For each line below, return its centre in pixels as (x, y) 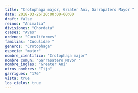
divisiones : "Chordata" (30, 28)
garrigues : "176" (23, 74)
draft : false (19, 19)
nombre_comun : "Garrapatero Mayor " (43, 60)
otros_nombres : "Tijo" (29, 69)
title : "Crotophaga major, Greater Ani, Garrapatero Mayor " (70, 10)
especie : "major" (23, 51)
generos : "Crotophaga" (29, 46)
